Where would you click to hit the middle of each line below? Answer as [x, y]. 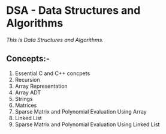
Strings [24, 99]
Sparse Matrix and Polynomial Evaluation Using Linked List [87, 124]
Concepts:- [28, 59]
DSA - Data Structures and [73, 11]
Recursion [27, 79]
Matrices [26, 105]
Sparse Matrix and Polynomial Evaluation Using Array [81, 111]
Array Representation [41, 86]
